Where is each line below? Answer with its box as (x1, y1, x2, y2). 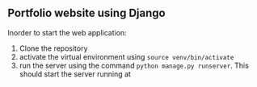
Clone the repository (19, 43, 88, 53)
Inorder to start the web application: (7, 27, 127, 37)
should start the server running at (19, 68, 131, 79)
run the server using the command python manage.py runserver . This (19, 60, 250, 70)
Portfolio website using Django (7, 6, 166, 20)
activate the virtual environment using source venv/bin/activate (19, 52, 234, 61)
